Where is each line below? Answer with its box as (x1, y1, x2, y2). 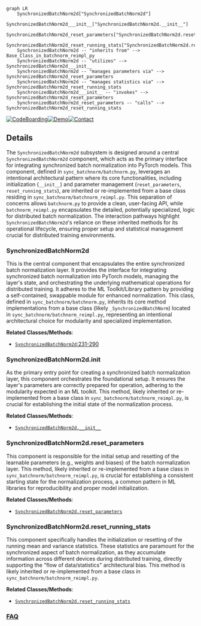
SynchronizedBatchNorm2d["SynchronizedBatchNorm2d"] (17, 11, 151, 17)
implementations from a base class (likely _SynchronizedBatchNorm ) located (6, 305, 190, 312)
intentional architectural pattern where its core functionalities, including (6, 174, 182, 181)
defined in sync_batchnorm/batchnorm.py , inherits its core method (6, 298, 166, 305)
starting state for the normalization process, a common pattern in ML (6, 478, 176, 485)
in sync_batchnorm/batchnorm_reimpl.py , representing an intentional (6, 311, 172, 318)
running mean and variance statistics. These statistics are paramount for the (6, 542, 194, 549)
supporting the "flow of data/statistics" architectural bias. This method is (6, 561, 185, 569)
